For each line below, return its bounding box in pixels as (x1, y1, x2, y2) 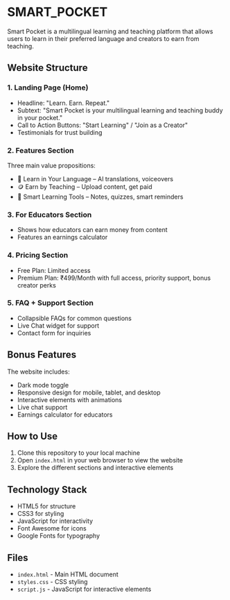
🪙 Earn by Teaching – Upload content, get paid (17, 182, 152, 191)
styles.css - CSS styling (17, 578, 88, 586)
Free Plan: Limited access (17, 266, 91, 274)
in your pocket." (17, 113, 63, 122)
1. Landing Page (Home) (7, 83, 89, 92)
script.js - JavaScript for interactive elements (17, 585, 152, 594)
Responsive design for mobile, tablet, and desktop (17, 388, 161, 397)
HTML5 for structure (17, 502, 76, 510)
